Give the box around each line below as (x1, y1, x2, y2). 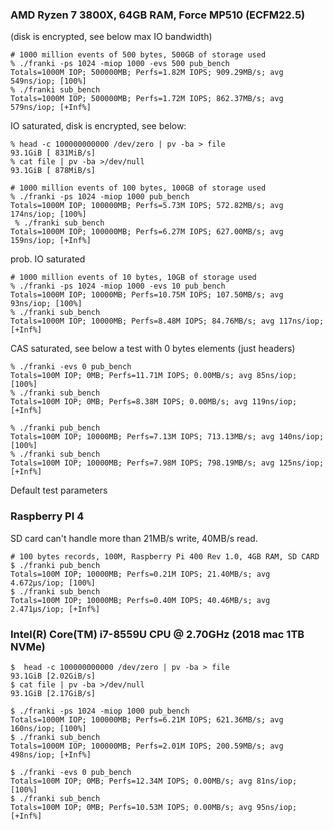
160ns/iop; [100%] (10, 723, 87, 733)
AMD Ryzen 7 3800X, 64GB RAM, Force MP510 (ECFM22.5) (10, 8, 306, 22)
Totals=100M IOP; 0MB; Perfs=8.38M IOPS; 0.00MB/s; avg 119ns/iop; (10, 397, 298, 407)
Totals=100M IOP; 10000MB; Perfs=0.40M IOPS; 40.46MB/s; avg (10, 595, 271, 605)
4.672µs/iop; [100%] (10, 578, 97, 588)
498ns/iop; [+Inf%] (10, 749, 92, 760)
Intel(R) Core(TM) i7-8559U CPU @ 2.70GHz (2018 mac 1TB (10, 627, 305, 641)
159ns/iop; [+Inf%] (10, 236, 92, 246)
